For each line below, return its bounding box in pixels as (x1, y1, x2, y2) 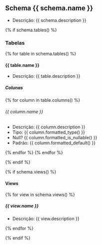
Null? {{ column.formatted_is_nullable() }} (12, 135, 98, 141)
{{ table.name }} (5, 62, 40, 68)
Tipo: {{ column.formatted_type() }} (12, 129, 86, 135)
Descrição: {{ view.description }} (12, 216, 80, 222)
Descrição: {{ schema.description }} (12, 17, 87, 23)
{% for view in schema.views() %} (5, 192, 76, 198)
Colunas (5, 84, 23, 90)
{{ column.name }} (5, 108, 43, 114)
